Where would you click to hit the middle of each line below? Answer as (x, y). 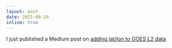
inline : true (22, 22)
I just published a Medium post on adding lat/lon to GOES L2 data (86, 39)
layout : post (22, 11)
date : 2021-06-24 (28, 17)
